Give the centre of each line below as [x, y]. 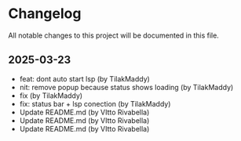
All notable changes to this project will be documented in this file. [114, 35]
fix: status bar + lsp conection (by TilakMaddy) [95, 103]
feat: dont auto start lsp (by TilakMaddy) [85, 78]
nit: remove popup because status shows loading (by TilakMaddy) [126, 87]
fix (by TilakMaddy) [51, 96]
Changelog [45, 14]
